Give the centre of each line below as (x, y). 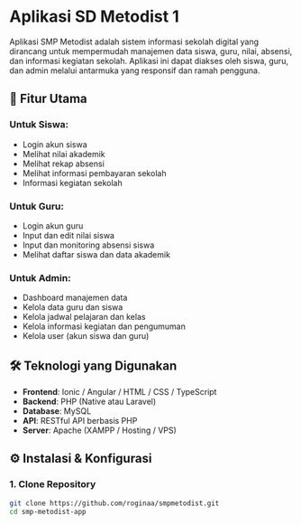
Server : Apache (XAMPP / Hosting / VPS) (100, 430)
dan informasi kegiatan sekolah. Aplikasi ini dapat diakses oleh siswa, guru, (149, 61)
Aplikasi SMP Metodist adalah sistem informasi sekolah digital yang (134, 42)
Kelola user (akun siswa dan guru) (86, 336)
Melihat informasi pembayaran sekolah (94, 173)
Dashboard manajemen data (75, 298)
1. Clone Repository (53, 484)
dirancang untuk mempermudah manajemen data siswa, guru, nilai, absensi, (151, 51)
